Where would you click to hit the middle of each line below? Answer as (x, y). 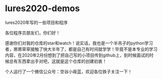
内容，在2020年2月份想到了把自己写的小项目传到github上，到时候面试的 (77, 55)
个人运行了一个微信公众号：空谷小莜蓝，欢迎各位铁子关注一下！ (68, 71)
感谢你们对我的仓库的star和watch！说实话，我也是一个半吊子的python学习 (79, 43)
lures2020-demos (42, 8)
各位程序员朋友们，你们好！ (33, 32)
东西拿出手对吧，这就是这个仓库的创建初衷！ (62, 61)
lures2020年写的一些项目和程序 (36, 22)
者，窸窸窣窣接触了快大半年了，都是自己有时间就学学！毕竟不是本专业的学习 (81, 49)
